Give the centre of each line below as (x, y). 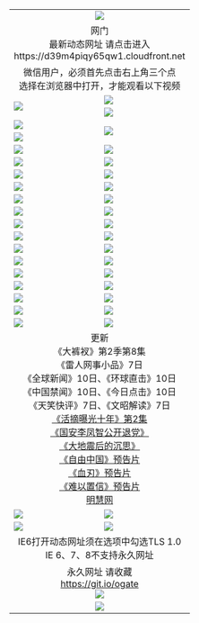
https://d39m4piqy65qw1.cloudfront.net (99, 56)
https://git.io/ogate (99, 583)
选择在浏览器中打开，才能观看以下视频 (99, 86)
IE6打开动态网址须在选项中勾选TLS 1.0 (99, 541)
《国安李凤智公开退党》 (99, 432)
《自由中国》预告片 (99, 459)
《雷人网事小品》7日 (99, 365)
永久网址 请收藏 (99, 572)
